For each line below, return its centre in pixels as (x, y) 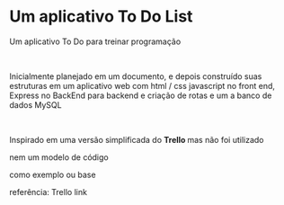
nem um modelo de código (59, 157)
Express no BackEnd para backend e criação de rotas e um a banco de (141, 95)
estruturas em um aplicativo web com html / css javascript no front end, (142, 85)
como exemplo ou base (53, 174)
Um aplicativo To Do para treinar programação (95, 41)
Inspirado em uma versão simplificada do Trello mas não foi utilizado (137, 139)
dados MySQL (35, 104)
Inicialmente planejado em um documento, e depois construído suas (136, 76)
